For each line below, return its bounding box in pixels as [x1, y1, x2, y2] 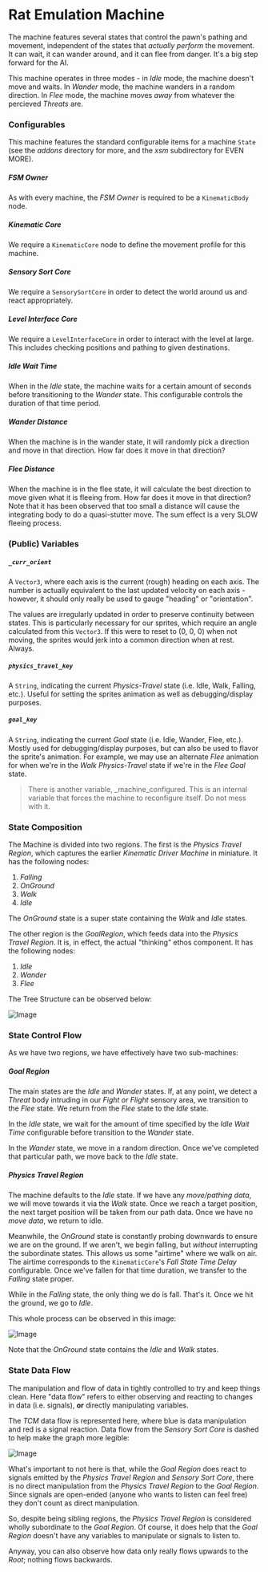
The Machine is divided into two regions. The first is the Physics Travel [8, 840, 242, 850]
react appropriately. [8, 295, 74, 306]
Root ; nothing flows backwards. [8, 1554, 114, 1564]
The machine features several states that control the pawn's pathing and [8, 32, 248, 42]
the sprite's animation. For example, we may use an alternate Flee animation [8, 752, 259, 762]
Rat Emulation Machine [8, 6, 166, 24]
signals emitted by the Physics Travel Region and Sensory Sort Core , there [8, 1472, 254, 1482]
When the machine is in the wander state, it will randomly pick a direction [8, 437, 250, 447]
